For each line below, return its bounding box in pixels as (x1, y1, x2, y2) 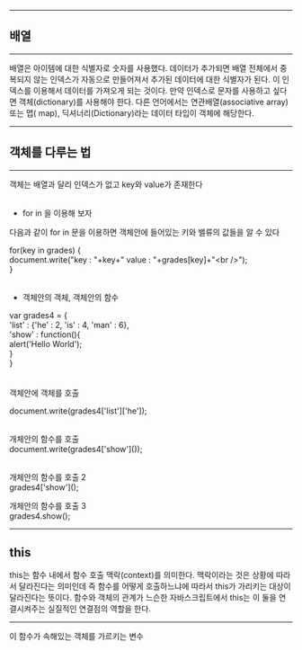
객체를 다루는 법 (9, 145, 92, 160)
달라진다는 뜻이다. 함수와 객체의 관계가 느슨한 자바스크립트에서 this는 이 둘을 (9, 592, 277, 603)
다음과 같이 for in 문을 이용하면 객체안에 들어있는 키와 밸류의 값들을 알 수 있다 (9, 227, 280, 237)
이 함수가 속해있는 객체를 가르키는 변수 (9, 631, 144, 642)
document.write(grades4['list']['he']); (9, 405, 147, 416)
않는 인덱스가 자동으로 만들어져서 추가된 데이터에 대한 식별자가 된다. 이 (32, 74, 280, 85)
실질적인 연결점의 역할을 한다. (48, 603, 151, 614)
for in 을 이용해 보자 (22, 208, 93, 218)
